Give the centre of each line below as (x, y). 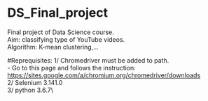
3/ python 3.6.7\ (30, 90)
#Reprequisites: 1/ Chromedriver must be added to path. (88, 60)
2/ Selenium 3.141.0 (35, 82)
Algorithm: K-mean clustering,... (53, 47)
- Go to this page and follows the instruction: (72, 68)
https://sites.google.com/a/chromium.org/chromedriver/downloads (104, 75)
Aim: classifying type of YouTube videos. (66, 39)
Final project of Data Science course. (61, 32)
